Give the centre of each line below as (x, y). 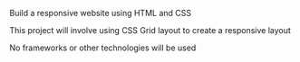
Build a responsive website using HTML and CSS (101, 13)
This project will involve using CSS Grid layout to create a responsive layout (150, 30)
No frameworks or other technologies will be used (103, 48)
